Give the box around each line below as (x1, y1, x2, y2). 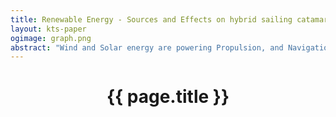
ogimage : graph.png (10, 33, 92, 43)
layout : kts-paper (10, 24, 87, 34)
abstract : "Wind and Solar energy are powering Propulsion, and (10, 42, 284, 53)
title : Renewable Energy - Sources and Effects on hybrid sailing (10, 14, 293, 25)
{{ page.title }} (106, 86, 230, 108)
